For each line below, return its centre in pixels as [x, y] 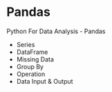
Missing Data [35, 59]
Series [26, 44]
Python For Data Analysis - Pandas [56, 31]
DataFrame [32, 52]
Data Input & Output [45, 81]
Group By [30, 66]
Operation [31, 74]
